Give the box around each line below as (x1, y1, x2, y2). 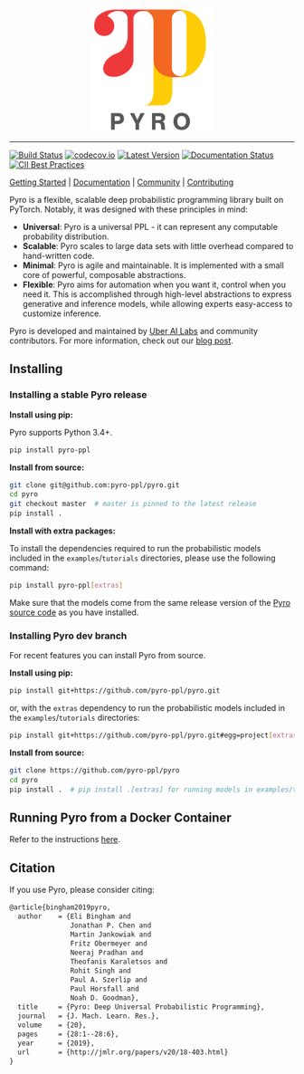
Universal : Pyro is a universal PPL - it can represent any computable (22, 222, 279, 232)
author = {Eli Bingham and (17, 912, 131, 921)
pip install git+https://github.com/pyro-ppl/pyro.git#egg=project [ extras (9, 731, 298, 740)
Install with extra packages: (9, 525, 116, 536)
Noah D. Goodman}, (70, 993, 140, 1002)
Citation (9, 860, 56, 876)
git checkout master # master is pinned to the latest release (9, 500, 257, 509)
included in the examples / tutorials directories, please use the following (9, 552, 276, 563)
